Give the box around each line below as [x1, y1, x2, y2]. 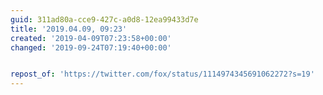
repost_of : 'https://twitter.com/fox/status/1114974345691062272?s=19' [10, 69, 315, 80]
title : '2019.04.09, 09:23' [10, 24, 128, 34]
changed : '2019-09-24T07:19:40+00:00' [10, 42, 172, 53]
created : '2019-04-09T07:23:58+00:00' [10, 33, 172, 43]
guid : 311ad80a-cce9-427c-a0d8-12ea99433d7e [10, 14, 199, 25]
